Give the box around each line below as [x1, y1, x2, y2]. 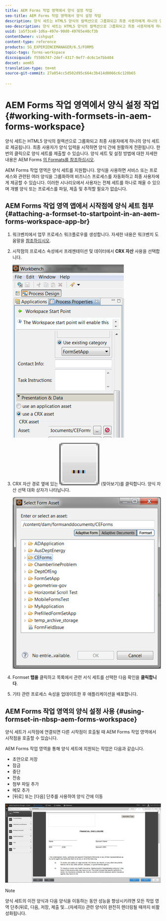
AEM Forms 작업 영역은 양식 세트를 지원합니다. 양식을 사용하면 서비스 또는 [5, 167, 149, 173]
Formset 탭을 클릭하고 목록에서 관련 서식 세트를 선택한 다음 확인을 [12, 674, 140, 680]
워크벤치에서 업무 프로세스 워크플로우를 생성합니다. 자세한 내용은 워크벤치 [12, 231, 154, 237]
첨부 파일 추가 [12, 781, 39, 787]
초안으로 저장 [12, 756, 38, 762]
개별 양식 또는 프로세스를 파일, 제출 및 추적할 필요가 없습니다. [10, 186, 127, 192]
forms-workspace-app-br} [5, 217, 90, 226]
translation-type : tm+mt [5, 66, 56, 70]
